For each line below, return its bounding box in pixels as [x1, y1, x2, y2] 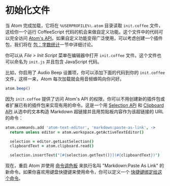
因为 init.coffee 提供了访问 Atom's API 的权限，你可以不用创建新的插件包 [5, 96, 161, 102]
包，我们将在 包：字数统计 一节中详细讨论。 [5, 41, 95, 47]
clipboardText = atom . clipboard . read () [10, 143, 94, 149]
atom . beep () [5, 86, 30, 91]
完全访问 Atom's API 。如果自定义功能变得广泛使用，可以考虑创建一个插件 [9, 35, 163, 41]
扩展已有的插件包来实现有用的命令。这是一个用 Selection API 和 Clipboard [9, 102, 164, 108]
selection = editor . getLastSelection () [10, 139, 94, 144]
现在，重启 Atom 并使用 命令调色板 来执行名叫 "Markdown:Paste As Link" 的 [5, 163, 164, 169]
